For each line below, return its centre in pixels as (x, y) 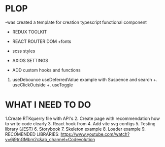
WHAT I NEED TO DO (48, 105)
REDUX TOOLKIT (30, 32)
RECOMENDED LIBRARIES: (33, 134)
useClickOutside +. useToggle (43, 85)
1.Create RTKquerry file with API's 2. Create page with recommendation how (82, 118)
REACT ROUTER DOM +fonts (42, 41)
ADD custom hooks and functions (46, 70)
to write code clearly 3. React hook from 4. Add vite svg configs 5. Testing (81, 123)
